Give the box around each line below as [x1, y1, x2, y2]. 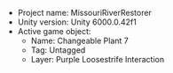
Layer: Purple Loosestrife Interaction [30, 55, 165, 64]
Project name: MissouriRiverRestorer [17, 8, 153, 18]
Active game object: [17, 26, 91, 36]
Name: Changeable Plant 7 [30, 35, 129, 46]
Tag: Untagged [30, 45, 86, 55]
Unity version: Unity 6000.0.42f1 [17, 17, 138, 27]
